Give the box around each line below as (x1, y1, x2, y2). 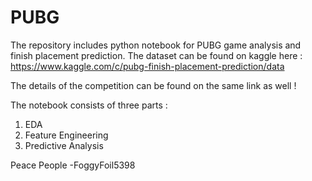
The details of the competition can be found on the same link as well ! (10, 79, 297, 91)
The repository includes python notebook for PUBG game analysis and (10, 39, 302, 51)
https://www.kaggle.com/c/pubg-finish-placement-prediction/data (10, 60, 285, 72)
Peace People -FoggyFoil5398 (10, 159, 136, 171)
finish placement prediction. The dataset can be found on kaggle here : (10, 49, 303, 61)
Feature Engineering (24, 129, 109, 141)
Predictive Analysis (24, 139, 104, 151)
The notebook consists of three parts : (10, 99, 168, 111)
